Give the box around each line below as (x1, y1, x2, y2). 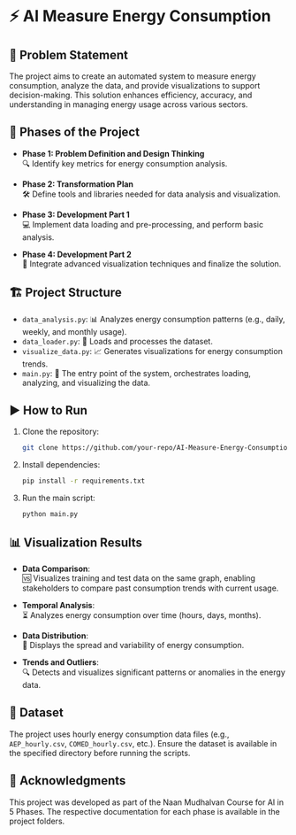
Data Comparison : (21, 563, 91, 574)
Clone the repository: (21, 426, 100, 437)
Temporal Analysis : (21, 599, 95, 610)
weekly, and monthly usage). (21, 326, 127, 336)
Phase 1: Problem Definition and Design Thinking (21, 148, 205, 158)
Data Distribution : (21, 630, 88, 641)
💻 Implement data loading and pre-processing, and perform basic (21, 219, 263, 229)
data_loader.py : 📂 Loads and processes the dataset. (21, 336, 214, 346)
